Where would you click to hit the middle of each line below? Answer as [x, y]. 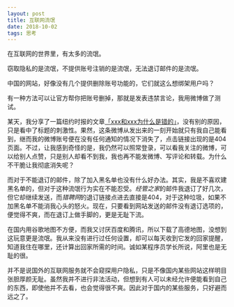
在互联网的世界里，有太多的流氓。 [56, 54]
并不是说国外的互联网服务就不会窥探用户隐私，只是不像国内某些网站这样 [111, 270]
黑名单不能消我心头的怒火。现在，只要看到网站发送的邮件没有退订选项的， [120, 206]
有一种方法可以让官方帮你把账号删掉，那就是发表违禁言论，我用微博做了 [111, 98]
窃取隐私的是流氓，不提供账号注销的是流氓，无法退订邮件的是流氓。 [105, 69]
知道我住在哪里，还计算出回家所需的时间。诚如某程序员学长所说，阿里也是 [114, 247]
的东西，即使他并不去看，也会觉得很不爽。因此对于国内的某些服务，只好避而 [117, 288]
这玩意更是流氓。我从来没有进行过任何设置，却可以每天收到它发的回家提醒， [117, 238]
